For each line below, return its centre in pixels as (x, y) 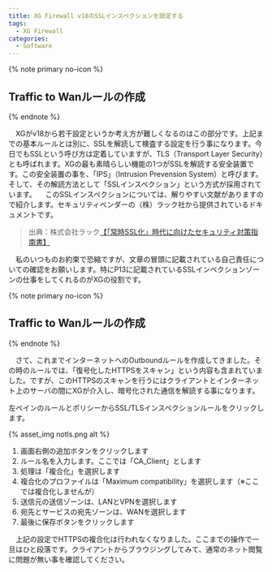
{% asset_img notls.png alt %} (59, 434)
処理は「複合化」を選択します (70, 471)
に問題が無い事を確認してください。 (69, 559)
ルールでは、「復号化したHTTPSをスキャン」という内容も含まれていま (146, 370)
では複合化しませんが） (59, 491)
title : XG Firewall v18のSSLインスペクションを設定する (96, 16)
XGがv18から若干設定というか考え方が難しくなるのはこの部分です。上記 (136, 133)
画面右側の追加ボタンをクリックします (84, 450)
